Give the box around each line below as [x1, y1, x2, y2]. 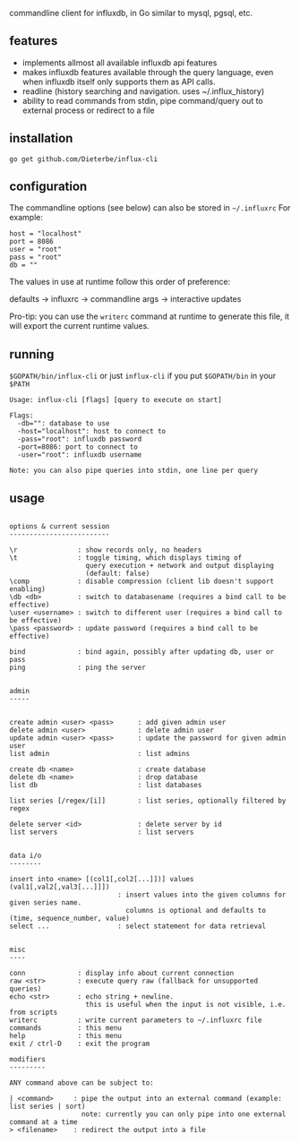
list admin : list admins [9, 750, 191, 759]
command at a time [9, 1118, 78, 1127]
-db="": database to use [17, 419, 110, 428]
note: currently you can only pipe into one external [81, 1110, 287, 1119]
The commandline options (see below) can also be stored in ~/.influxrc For [9, 202, 291, 213]
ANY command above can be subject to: [9, 1078, 154, 1087]
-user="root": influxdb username [17, 451, 142, 459]
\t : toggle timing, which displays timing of [9, 554, 243, 562]
